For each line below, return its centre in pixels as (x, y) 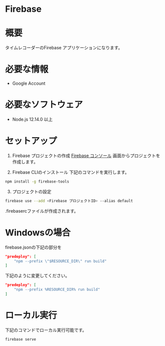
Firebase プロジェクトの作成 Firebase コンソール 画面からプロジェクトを (86, 156)
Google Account (29, 83)
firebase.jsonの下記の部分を (33, 247)
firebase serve (21, 339)
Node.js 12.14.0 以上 (32, 119)
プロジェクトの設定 (32, 191)
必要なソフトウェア (44, 105)
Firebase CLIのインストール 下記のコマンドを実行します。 (71, 172)
